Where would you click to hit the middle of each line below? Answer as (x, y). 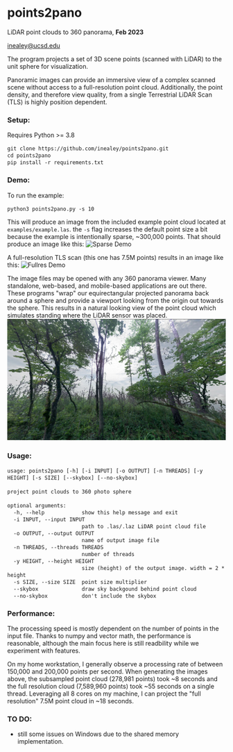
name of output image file (120, 540)
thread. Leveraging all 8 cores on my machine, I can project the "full (104, 694)
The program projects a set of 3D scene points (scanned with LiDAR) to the (114, 59)
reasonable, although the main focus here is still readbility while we (103, 644)
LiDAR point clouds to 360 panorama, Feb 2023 (76, 32)
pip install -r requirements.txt (55, 163)
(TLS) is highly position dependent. (57, 101)
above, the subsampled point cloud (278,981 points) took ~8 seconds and (113, 679)
